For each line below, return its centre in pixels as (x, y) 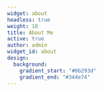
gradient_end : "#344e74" (55, 77)
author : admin (27, 45)
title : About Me (30, 32)
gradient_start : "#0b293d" (58, 70)
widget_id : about (32, 52)
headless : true (29, 20)
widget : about (27, 13)
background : (31, 64)
